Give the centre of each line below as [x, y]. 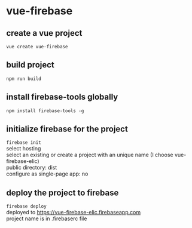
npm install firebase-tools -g [45, 111]
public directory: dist [32, 168]
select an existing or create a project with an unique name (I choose [90, 155]
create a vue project [44, 33]
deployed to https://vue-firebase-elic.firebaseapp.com [74, 212]
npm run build [24, 79]
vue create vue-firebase [37, 47]
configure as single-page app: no [47, 174]
